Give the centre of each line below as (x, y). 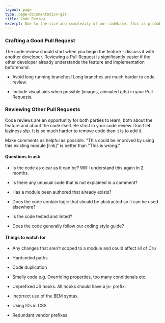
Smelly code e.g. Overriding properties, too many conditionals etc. (79, 277)
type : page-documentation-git (36, 14)
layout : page (18, 10)
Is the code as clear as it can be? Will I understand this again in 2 (78, 168)
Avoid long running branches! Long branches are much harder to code (83, 76)
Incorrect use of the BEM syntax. (45, 296)
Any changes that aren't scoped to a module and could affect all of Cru (84, 248)
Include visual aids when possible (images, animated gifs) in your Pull (82, 91)
